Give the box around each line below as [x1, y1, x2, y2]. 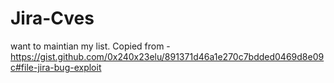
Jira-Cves [10, 7, 95, 30]
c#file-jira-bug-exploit [10, 61, 102, 73]
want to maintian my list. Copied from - [10, 40, 171, 52]
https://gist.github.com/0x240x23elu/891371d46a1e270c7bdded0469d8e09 [10, 50, 325, 62]
